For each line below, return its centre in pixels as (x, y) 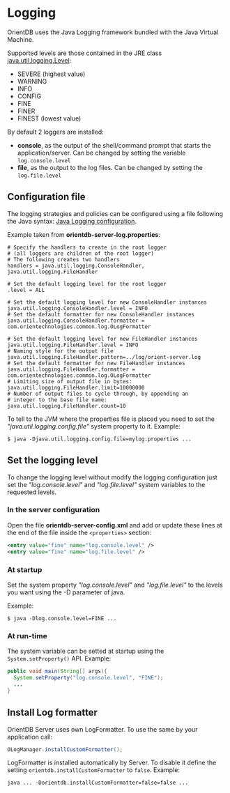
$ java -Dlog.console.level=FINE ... (62, 618)
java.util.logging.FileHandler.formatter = (71, 369)
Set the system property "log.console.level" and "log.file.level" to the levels (115, 585)
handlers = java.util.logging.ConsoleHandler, (76, 265)
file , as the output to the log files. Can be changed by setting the (110, 167)
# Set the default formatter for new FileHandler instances (97, 363)
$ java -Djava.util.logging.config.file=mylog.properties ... (99, 439)
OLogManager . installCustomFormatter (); (65, 749)
